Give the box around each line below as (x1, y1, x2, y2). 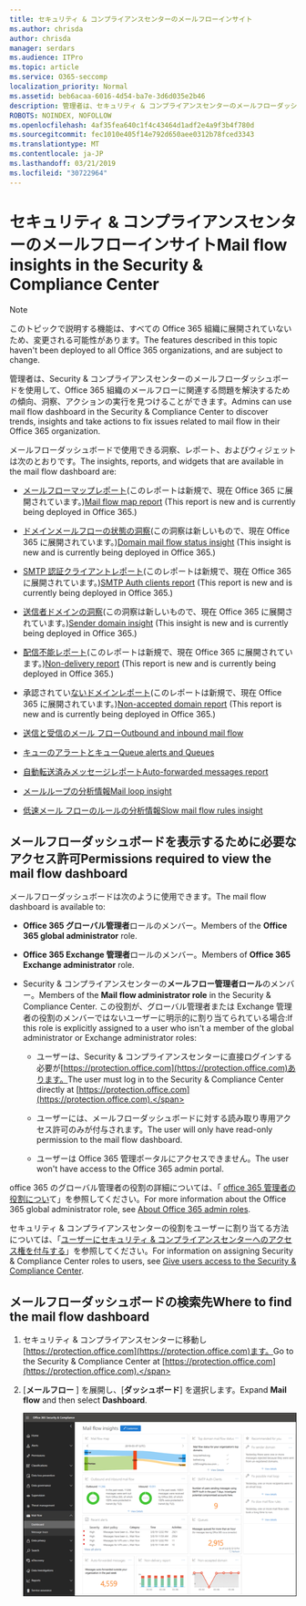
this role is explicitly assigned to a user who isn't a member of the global (22, 1023, 294, 1034)
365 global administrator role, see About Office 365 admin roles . (9, 1204, 251, 1215)
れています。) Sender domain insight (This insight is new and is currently (22, 617, 289, 628)
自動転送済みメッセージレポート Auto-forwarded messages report (22, 766, 269, 777)
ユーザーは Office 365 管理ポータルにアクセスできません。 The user (36, 1153, 290, 1164)
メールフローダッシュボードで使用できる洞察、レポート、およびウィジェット (9, 444, 297, 455)
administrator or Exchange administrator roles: (22, 1033, 198, 1044)
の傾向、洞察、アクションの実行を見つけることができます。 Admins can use (9, 396, 292, 407)
